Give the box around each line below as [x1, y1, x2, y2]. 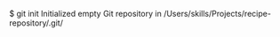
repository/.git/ [9, 18, 64, 28]
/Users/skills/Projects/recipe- [163, 9, 271, 18]
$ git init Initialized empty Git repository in [9, 9, 162, 18]
